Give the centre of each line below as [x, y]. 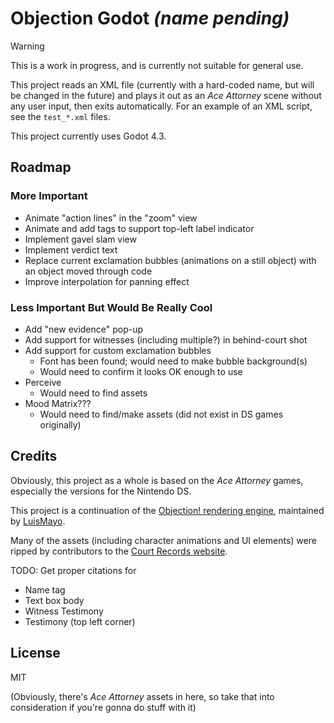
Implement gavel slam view [80, 239]
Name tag [45, 589]
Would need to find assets [93, 393]
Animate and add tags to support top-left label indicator [139, 228]
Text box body [54, 600]
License [35, 653]
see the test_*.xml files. [60, 116]
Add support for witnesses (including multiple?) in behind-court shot [166, 339]
